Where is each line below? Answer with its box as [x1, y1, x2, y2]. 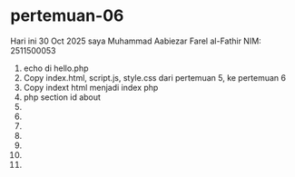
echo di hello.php [23, 63, 89, 74]
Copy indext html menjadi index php [23, 82, 159, 93]
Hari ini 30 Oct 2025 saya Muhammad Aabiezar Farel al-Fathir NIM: [10, 35, 261, 46]
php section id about [23, 92, 101, 103]
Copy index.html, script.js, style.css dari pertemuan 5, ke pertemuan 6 [23, 72, 287, 83]
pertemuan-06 [10, 5, 124, 26]
